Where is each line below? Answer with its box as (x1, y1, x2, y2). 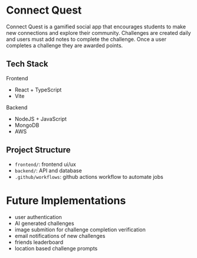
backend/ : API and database (14, 166, 83, 174)
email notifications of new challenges (14, 232, 106, 239)
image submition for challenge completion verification (14, 226, 146, 233)
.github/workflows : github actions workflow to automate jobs (14, 173, 163, 180)
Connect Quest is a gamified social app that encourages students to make (6, 23, 186, 30)
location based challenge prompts (14, 244, 98, 252)
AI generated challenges (14, 220, 75, 227)
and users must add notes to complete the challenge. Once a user (6, 35, 167, 43)
